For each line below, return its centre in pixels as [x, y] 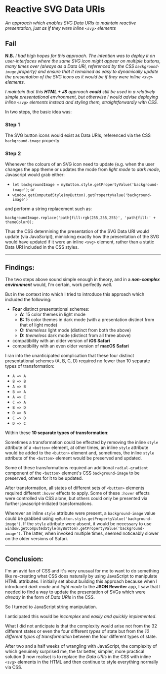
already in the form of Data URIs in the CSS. [50, 597]
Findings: [20, 267]
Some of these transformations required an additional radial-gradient [77, 468]
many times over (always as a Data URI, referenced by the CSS [70, 66]
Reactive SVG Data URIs [55, 9]
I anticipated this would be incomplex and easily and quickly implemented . [81, 616]
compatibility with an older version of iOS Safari [61, 341]
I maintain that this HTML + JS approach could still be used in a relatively [80, 91]
